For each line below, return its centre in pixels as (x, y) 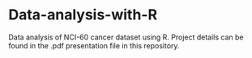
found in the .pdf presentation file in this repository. (94, 45)
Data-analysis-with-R (83, 15)
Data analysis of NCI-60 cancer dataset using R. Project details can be (126, 37)
